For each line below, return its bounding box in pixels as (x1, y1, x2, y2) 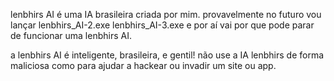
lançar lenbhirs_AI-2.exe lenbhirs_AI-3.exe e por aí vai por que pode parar (10, 19, 315, 31)
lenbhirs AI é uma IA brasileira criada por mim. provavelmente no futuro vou (10, 9, 322, 20)
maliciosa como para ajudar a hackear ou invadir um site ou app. (10, 60, 277, 71)
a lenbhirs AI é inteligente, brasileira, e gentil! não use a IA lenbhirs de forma (10, 49, 325, 61)
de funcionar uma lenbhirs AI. (10, 30, 132, 41)
